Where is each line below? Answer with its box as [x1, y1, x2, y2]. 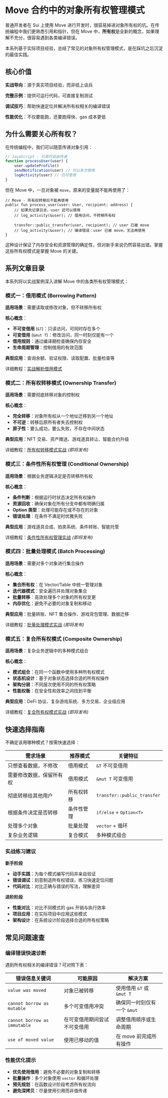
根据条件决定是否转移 [7, 809, 58, 816]
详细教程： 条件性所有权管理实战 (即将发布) [5, 534, 93, 540]
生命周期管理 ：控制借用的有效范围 [12, 344, 83, 350]
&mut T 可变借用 [96, 775, 133, 782]
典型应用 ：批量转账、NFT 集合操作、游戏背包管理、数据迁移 [5, 611, 129, 617]
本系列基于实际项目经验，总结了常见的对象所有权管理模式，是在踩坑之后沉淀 [5, 45, 163, 51]
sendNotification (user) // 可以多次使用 [14, 168, 95, 173]
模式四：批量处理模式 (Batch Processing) [5, 548, 105, 555]
